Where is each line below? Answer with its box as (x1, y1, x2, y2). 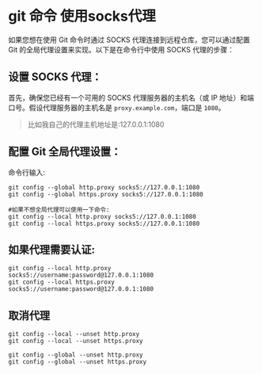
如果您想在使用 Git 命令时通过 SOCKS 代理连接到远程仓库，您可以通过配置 (8, 35, 251, 44)
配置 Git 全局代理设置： (8, 145, 122, 158)
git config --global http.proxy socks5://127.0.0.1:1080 (8, 183, 200, 191)
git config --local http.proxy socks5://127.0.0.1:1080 (8, 212, 196, 220)
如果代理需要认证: (8, 242, 96, 256)
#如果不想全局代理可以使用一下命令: (8, 205, 110, 214)
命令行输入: (8, 167, 46, 177)
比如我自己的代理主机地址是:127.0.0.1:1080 (27, 120, 165, 129)
